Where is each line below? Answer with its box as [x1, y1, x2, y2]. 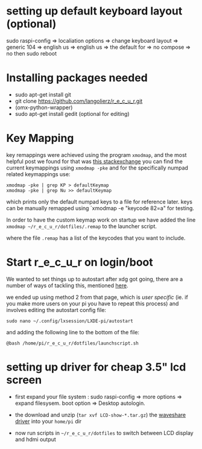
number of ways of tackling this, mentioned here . [6, 282, 128, 289]
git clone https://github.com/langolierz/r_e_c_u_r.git [14, 97, 143, 104]
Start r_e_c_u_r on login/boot [6, 255, 153, 269]
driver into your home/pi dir [14, 418, 82, 425]
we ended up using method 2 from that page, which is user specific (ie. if [6, 293, 188, 301]
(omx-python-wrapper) [14, 104, 73, 111]
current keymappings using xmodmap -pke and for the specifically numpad [6, 164, 189, 171]
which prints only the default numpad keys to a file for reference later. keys [6, 198, 193, 205]
